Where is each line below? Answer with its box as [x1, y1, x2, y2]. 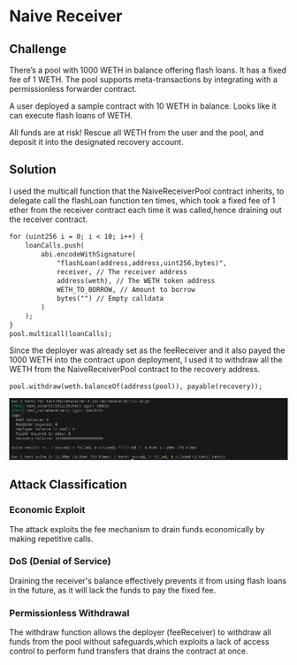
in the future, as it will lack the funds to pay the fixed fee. [9, 585, 217, 595]
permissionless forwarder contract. [9, 84, 137, 94]
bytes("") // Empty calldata [56, 294, 164, 302]
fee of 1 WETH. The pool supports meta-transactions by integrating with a [9, 74, 278, 85]
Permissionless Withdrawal [9, 607, 130, 619]
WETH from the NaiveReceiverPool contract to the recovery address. [9, 363, 261, 374]
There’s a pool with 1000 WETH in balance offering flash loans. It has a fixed [9, 65, 287, 75]
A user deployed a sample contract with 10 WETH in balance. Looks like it [9, 101, 277, 111]
